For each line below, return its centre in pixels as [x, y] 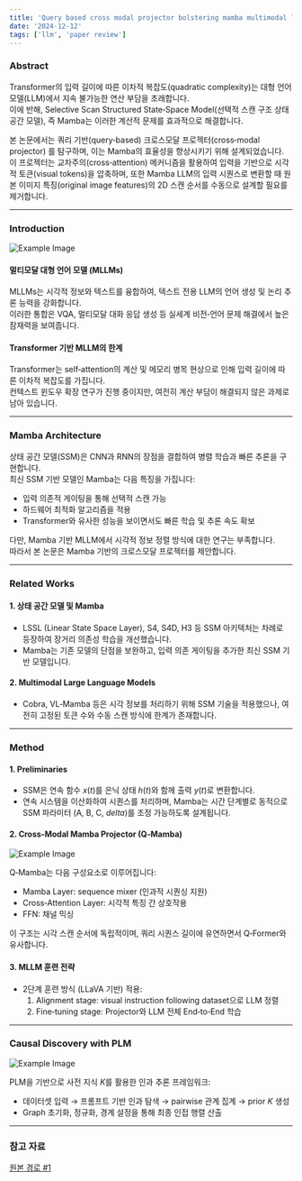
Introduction [37, 228]
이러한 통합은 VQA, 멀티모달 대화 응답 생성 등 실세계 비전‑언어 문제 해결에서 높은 [149, 314]
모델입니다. [52, 661]
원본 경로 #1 [30, 1167]
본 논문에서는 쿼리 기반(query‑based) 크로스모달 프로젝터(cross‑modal [135, 140]
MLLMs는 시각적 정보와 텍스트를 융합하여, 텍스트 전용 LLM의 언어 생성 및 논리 [146, 292]
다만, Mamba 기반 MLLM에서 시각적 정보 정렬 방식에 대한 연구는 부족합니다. [142, 540]
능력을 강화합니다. [50, 303]
